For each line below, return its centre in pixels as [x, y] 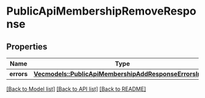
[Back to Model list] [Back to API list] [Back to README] [76, 89]
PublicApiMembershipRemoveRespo [101, 11]
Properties [27, 47]
